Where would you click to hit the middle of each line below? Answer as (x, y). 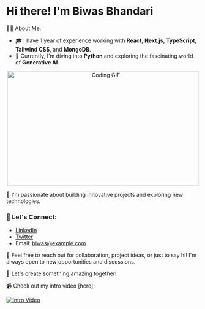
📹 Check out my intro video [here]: (50, 286)
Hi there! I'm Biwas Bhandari (80, 11)
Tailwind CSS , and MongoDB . (53, 49)
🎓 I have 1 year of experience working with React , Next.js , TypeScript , (106, 40)
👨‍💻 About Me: (24, 28)
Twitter (24, 237)
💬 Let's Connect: (32, 217)
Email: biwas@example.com (50, 243)
